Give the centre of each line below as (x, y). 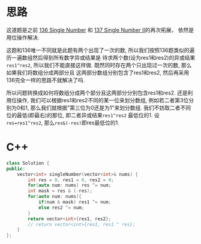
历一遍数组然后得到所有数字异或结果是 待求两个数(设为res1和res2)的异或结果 (101, 57)
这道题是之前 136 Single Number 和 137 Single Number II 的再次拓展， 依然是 (100, 30)
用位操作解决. (23, 37)
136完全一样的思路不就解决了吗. (46, 80)
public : (16, 169)
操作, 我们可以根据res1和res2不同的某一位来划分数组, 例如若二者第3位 (103, 100)
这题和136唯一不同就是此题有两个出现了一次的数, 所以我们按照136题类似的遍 (100, 50)
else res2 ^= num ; (61, 208)
